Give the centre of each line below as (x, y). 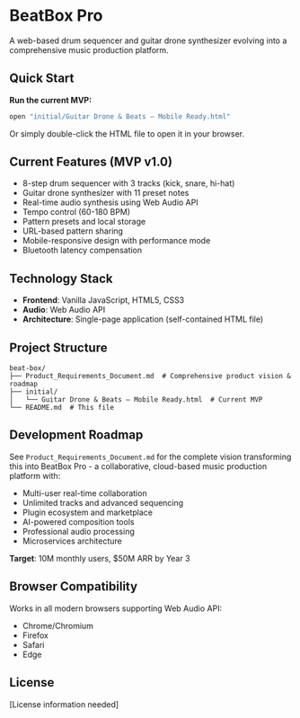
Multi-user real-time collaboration (84, 493)
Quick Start (42, 79)
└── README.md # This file (62, 408)
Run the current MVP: (51, 100)
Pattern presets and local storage (84, 222)
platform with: (35, 475)
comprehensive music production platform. (89, 49)
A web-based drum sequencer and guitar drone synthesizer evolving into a (148, 40)
